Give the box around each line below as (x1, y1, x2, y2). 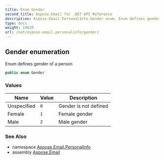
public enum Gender (5, 70, 45, 75)
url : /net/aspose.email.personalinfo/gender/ (5, 30, 99, 35)
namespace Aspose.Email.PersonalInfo (12, 144, 91, 150)
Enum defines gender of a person (5, 60, 73, 66)
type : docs (5, 20, 27, 26)
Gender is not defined (58, 102, 108, 109)
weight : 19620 (5, 25, 34, 30)
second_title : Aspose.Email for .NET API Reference (5, 12, 112, 17)
